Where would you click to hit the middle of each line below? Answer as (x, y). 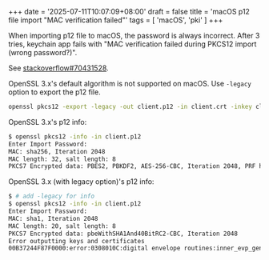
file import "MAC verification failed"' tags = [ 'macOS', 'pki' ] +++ (116, 20)
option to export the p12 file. (55, 92)
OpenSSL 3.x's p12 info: (48, 122)
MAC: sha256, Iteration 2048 (57, 151)
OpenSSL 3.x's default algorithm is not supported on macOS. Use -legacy (130, 84)
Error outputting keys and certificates (77, 241)
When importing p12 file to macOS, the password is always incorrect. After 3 (134, 36)
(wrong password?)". (43, 52)
